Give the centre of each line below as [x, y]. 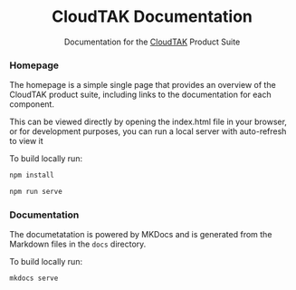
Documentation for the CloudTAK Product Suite [152, 42]
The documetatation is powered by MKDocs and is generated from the [141, 235]
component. [32, 104]
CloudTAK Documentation [152, 17]
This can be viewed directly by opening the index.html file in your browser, [148, 122]
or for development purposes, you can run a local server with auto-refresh [148, 131]
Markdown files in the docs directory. [78, 244]
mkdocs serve [34, 278]
